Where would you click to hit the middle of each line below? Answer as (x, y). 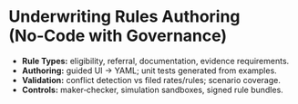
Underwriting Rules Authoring (124, 17)
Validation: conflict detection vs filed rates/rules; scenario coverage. (151, 80)
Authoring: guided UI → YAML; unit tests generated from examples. (149, 71)
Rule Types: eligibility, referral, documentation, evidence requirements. (155, 61)
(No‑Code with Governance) (118, 36)
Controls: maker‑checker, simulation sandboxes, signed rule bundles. (152, 90)
